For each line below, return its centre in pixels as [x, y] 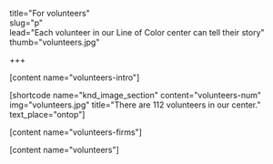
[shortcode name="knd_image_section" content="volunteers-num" [136, 95]
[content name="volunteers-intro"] [75, 77]
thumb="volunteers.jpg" [55, 42]
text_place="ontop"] [47, 114]
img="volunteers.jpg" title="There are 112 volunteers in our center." [135, 105]
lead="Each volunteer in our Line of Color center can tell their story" [137, 32]
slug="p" [26, 23]
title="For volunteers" [50, 13]
